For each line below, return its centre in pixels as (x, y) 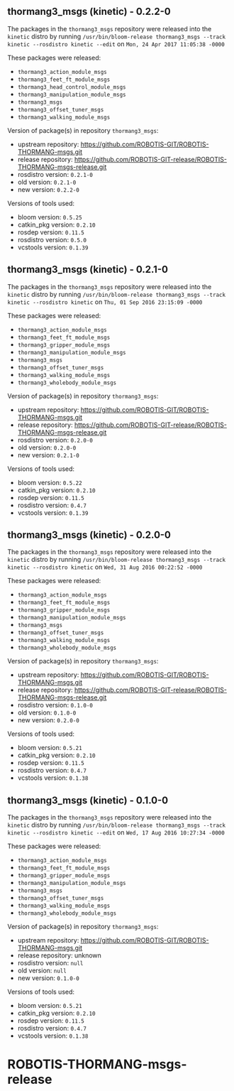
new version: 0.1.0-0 (48, 978)
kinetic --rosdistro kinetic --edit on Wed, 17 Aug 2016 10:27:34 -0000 (116, 832)
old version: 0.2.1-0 (47, 182)
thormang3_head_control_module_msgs (72, 87)
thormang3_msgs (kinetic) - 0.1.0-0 (88, 800)
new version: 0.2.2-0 (48, 189)
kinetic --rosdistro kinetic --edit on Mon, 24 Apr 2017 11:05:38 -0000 (116, 44)
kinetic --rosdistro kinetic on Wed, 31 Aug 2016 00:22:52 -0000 (105, 567)
